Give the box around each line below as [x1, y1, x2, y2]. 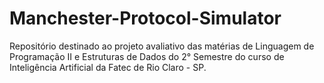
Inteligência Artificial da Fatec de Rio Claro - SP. [9, 61, 207, 73]
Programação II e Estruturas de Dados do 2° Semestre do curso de [9, 50, 285, 62]
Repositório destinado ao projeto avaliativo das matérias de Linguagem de [9, 40, 315, 52]
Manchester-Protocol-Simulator [9, 7, 282, 30]
